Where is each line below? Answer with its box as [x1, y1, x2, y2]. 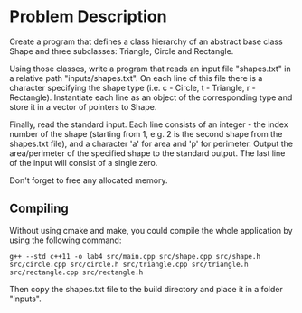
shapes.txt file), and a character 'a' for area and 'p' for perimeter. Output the [9, 138, 294, 149]
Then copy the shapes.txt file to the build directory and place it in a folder [9, 283, 283, 294]
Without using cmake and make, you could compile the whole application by [9, 225, 293, 235]
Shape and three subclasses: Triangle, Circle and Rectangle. [9, 45, 234, 56]
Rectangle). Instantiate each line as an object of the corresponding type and [9, 92, 293, 103]
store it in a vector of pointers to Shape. [9, 101, 157, 112]
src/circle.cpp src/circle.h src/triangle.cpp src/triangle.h [9, 260, 249, 269]
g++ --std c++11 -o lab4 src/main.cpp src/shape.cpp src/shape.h [9, 252, 260, 261]
